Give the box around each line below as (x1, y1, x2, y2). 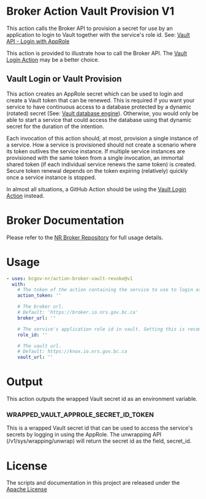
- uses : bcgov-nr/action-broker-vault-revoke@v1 (6, 275, 133, 281)
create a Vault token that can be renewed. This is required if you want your (6, 96, 195, 104)
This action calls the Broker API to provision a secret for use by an (6, 25, 173, 32)
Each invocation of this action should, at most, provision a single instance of (6, 134, 199, 142)
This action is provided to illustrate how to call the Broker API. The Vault (6, 49, 187, 56)
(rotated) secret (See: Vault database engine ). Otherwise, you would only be (6, 109, 199, 117)
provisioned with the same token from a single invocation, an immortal (6, 154, 184, 161)
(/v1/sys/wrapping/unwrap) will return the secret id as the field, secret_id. (6, 437, 192, 445)
